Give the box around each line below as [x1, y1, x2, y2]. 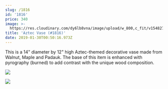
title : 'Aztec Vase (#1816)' [5, 30, 66, 35]
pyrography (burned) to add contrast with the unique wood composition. [5, 59, 154, 65]
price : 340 [5, 16, 28, 21]
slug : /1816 [5, 7, 30, 12]
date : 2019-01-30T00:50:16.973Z [5, 35, 72, 40]
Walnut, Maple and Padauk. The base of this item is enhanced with [5, 54, 142, 60]
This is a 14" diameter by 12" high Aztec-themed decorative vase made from [5, 48, 162, 55]
